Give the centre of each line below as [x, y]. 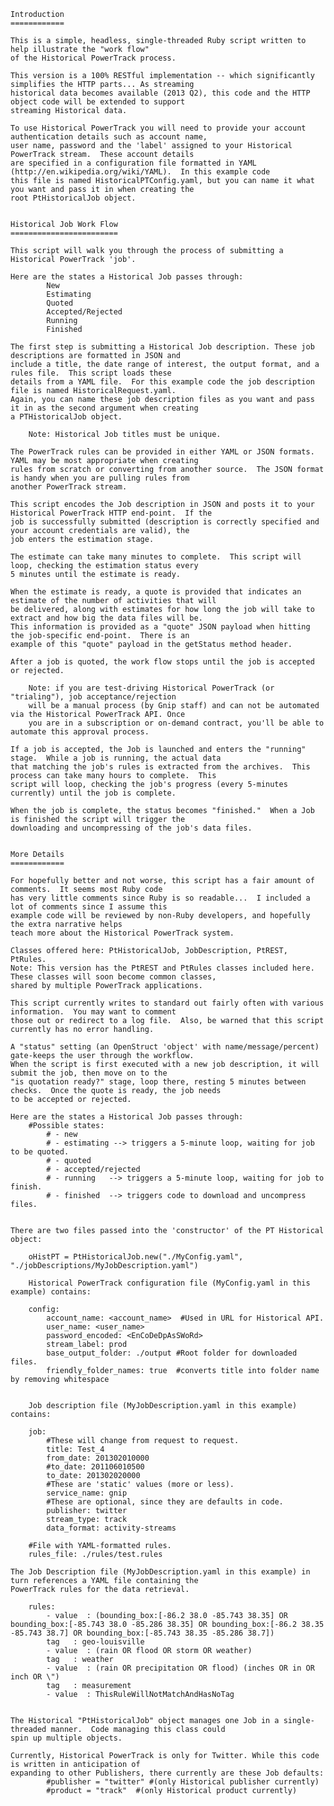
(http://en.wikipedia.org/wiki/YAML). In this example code [140, 172]
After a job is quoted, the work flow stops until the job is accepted [162, 662]
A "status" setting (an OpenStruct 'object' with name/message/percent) [165, 1047]
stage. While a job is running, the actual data [116, 758]
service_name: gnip [87, 1493]
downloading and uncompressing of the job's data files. [131, 828]
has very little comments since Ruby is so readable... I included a [160, 898]
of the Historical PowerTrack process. [93, 58]
